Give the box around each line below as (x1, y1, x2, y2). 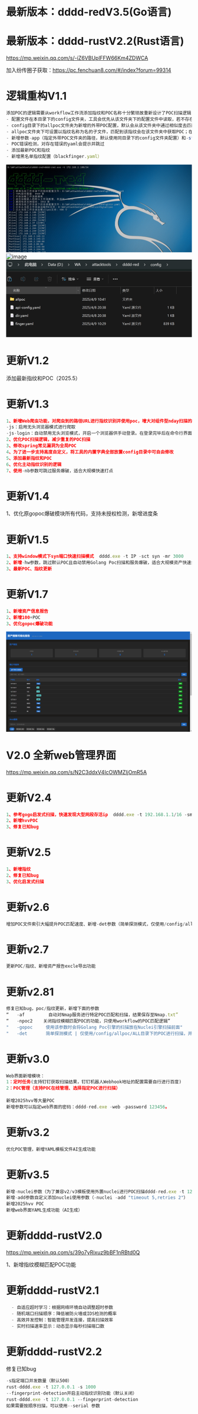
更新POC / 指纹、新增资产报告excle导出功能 (6, 964, 96, 969)
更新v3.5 (6, 1168, 49, 1181)
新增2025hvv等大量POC (6, 1098, 55, 1104)
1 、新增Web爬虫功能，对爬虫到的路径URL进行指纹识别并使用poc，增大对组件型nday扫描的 (6, 418, 193, 424)
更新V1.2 (6, 354, 49, 367)
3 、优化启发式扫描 (6, 879, 44, 884)
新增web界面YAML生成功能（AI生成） (6, 1207, 83, 1214)
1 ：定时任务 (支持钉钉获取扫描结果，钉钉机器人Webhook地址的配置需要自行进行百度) (6, 1079, 181, 1085)
